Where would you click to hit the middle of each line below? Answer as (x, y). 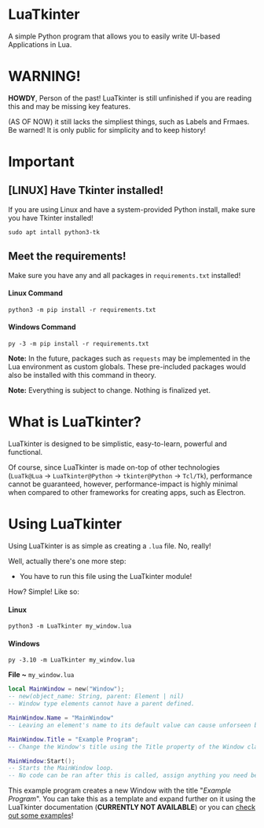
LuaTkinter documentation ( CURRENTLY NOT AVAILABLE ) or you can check (132, 808)
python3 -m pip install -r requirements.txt (82, 310)
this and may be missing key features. (70, 106)
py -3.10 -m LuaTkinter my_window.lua (71, 660)
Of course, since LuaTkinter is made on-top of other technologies (114, 467)
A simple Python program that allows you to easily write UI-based (114, 36)
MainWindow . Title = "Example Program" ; (73, 739)
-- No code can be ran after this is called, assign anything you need (128, 775)
